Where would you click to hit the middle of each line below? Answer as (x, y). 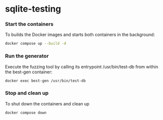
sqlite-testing (33, 9)
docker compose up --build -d (36, 44)
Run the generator (27, 56)
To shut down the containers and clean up (47, 103)
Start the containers (29, 24)
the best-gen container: (29, 72)
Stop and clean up (27, 93)
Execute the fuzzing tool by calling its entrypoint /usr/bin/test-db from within (81, 67)
